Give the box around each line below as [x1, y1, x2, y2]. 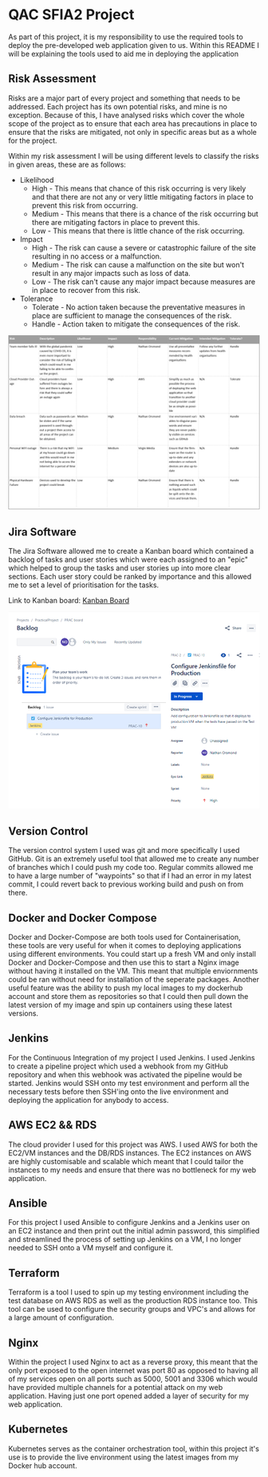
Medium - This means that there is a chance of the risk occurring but [31, 209, 259, 219]
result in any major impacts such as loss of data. [31, 268, 191, 278]
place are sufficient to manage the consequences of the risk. [31, 310, 232, 320]
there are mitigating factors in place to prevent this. [31, 217, 200, 227]
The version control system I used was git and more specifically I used [8, 846, 240, 855]
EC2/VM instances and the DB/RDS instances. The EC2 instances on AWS [8, 1147, 252, 1158]
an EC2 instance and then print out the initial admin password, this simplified [8, 1226, 260, 1236]
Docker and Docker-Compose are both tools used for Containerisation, [8, 932, 241, 942]
